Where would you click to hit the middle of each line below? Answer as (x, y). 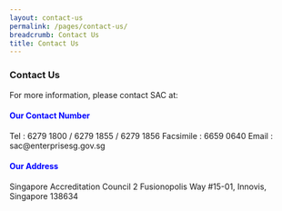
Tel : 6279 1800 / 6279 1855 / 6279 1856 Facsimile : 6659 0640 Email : (141, 136)
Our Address (34, 166)
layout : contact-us (46, 18)
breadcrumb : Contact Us (55, 35)
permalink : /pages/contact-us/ (69, 26)
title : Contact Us (44, 43)
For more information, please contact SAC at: (94, 95)
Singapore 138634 (44, 196)
